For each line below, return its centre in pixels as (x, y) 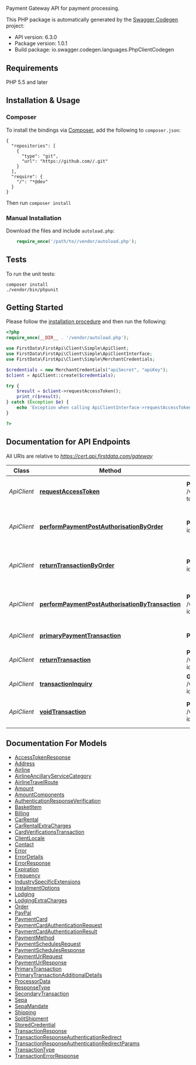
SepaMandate (31, 1006)
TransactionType (35, 1050)
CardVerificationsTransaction (49, 832)
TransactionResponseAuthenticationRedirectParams (77, 1043)
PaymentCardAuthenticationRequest (58, 925)
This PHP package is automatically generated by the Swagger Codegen (92, 20)
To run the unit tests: (31, 273)
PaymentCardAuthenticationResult (56, 932)
